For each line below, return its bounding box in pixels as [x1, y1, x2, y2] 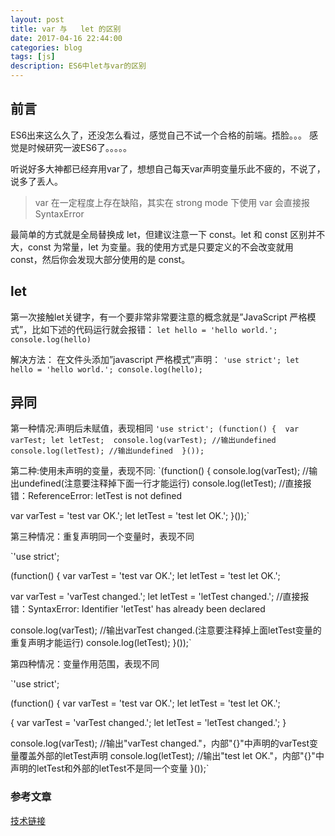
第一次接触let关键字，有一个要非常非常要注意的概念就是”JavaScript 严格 [10, 311, 308, 323]
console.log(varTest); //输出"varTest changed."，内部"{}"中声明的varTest [10, 737, 310, 750]
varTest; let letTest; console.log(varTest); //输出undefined [10, 436, 277, 446]
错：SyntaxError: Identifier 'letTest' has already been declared [10, 603, 266, 615]
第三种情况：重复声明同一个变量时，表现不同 [10, 531, 195, 543]
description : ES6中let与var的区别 [10, 61, 147, 71]
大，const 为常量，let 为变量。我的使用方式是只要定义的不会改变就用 [10, 241, 294, 253]
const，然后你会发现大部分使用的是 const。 [10, 253, 191, 265]
